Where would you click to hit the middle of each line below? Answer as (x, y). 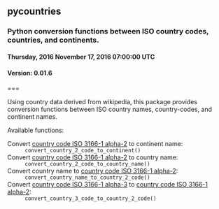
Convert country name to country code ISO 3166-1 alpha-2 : (93, 171)
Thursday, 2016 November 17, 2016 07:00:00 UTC (81, 57)
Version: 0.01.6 (30, 73)
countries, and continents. (53, 40)
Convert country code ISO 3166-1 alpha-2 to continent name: (95, 144)
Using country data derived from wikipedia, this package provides (103, 102)
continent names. (32, 117)
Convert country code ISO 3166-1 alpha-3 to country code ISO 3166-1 (108, 185)
